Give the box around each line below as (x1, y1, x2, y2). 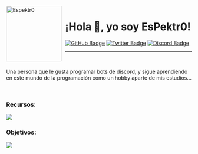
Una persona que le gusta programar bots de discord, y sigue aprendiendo (6, 68, 188, 75)
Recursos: (6, 100, 37, 109)
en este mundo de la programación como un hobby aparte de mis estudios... (6, 74, 192, 81)
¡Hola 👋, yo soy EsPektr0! (65, 20, 192, 34)
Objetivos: (6, 128, 37, 136)
